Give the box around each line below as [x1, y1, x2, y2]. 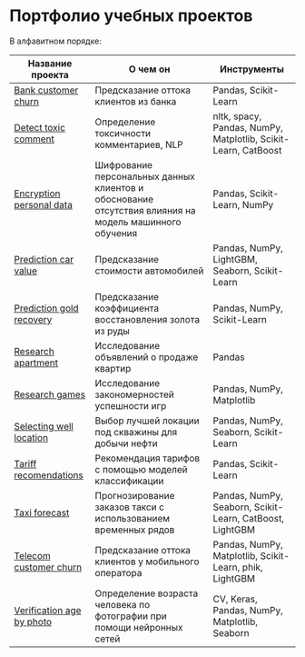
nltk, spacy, [212, 110, 262, 123]
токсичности [94, 126, 152, 139]
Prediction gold [14, 302, 79, 314]
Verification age [14, 603, 82, 616]
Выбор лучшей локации [94, 414, 200, 427]
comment [14, 133, 54, 145]
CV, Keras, [212, 592, 259, 605]
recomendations [14, 469, 84, 482]
